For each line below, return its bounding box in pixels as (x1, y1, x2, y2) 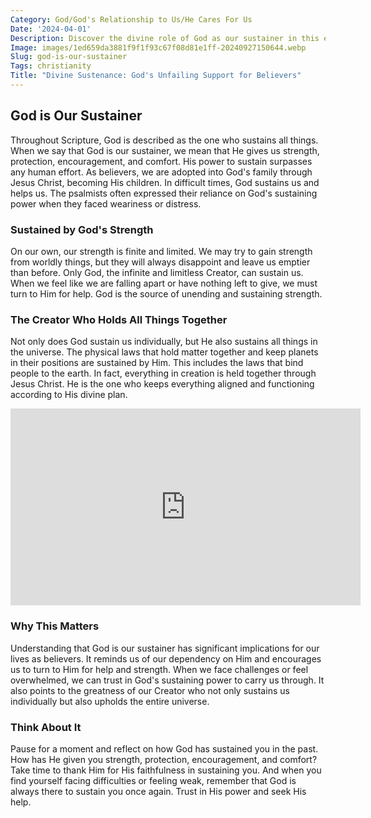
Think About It (10, 720, 82, 734)
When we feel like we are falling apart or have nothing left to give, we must (10, 277, 318, 289)
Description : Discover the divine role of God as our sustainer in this (10, 33, 320, 43)
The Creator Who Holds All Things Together (10, 312, 228, 326)
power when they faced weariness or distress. (10, 197, 202, 210)
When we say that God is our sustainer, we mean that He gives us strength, (10, 144, 320, 156)
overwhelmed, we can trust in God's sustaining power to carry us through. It (10, 674, 325, 686)
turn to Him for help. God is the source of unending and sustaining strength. (10, 287, 323, 300)
